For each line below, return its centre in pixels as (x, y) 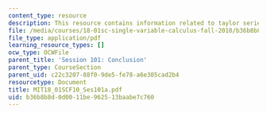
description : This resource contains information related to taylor (124, 23)
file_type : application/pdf (55, 38)
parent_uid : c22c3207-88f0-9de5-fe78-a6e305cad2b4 (94, 75)
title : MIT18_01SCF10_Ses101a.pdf (66, 90)
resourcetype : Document (48, 82)
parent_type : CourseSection (55, 68)
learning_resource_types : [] (56, 45)
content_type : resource (48, 16)
